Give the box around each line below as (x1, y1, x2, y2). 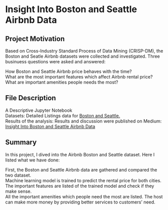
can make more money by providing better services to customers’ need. (5, 199, 156, 205)
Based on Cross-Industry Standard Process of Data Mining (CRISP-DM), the (5, 48, 163, 54)
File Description (5, 94, 56, 102)
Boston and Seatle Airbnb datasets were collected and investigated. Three (5, 53, 160, 59)
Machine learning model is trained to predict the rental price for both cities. (5, 177, 162, 183)
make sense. (5, 188, 32, 194)
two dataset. (5, 172, 31, 178)
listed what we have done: (5, 157, 60, 163)
